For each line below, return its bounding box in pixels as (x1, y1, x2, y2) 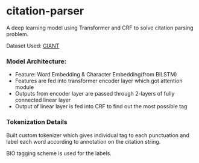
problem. (6, 30, 29, 37)
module (14, 84, 34, 91)
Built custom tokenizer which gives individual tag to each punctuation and (6, 131, 190, 139)
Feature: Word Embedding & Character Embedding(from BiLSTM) (14, 71, 177, 78)
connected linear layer (14, 96, 71, 103)
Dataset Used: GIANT (6, 42, 60, 49)
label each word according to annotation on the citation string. (6, 138, 161, 145)
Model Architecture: (6, 57, 67, 66)
